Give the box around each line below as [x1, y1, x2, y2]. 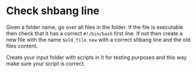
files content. [6, 42, 38, 49]
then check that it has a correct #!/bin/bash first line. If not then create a [6, 29, 183, 36]
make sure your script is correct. [6, 60, 86, 67]
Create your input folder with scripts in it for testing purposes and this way [6, 54, 187, 61]
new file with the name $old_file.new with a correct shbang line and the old [6, 36, 191, 43]
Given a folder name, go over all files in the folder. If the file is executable [6, 24, 184, 31]
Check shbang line [6, 4, 100, 18]
